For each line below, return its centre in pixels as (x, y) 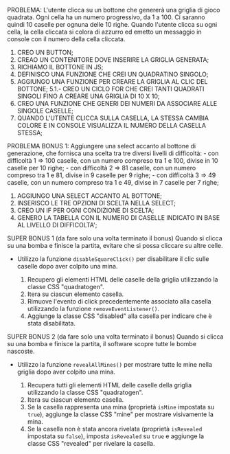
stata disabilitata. (51, 323)
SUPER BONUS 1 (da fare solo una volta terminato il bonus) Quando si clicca (115, 238)
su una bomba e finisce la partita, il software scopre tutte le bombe (102, 344)
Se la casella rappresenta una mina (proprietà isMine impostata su (121, 407)
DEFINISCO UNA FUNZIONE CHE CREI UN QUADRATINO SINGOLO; (113, 74)
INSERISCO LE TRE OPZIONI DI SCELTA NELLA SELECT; (96, 203)
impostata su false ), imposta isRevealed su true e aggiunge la (116, 436)
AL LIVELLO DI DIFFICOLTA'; (57, 225)
